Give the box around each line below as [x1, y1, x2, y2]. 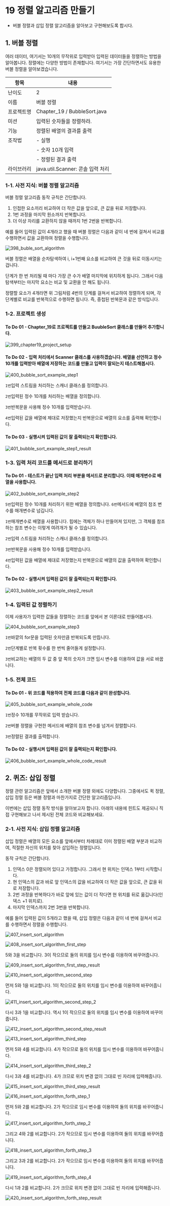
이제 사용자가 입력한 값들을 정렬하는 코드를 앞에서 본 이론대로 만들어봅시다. [5, 613, 153, 620]
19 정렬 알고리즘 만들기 [5, 5, 95, 16]
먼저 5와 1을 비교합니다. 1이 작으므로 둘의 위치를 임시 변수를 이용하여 [5, 982, 140, 988]
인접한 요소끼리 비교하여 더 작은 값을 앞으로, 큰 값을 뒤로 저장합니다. [12, 205, 147, 211]
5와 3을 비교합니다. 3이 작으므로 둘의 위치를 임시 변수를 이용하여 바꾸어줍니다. [5, 951, 160, 958]
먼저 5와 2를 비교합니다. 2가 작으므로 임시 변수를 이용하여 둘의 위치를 [5, 1103, 142, 1109]
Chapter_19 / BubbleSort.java [36, 108, 107, 115]
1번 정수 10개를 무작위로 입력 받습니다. [5, 712, 80, 718]
